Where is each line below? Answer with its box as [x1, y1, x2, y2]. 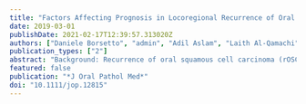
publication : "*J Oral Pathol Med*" [9, 72, 148, 81]
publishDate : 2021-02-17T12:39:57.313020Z [9, 30, 173, 39]
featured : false [9, 64, 71, 73]
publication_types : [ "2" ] [9, 47, 107, 56]
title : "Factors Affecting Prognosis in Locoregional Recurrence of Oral [9, 13, 296, 23]
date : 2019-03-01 [9, 22, 76, 31]
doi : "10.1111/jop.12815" [9, 80, 107, 90]
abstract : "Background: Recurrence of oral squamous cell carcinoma [9, 55, 275, 64]
